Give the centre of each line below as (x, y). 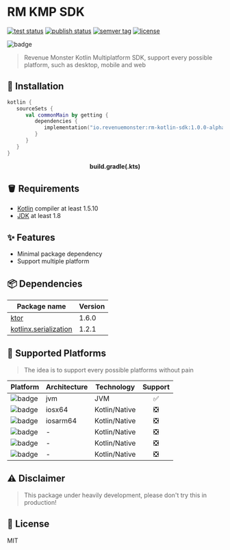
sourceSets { (35, 108)
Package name (41, 307)
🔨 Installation (36, 86)
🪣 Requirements (43, 189)
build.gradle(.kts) (115, 166)
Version (92, 307)
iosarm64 (61, 420)
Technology (115, 387)
